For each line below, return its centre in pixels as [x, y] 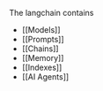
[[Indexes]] [42, 67]
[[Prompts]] [43, 39]
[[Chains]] [40, 49]
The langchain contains [51, 13]
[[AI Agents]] [45, 77]
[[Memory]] [43, 58]
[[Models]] [41, 30]
